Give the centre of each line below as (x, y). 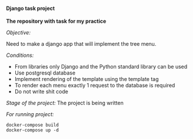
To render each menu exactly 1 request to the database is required (95, 86)
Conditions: (20, 55)
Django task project (31, 8)
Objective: (18, 33)
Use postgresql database (45, 73)
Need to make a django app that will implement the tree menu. (81, 44)
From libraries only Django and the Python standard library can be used (101, 67)
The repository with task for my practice (56, 21)
